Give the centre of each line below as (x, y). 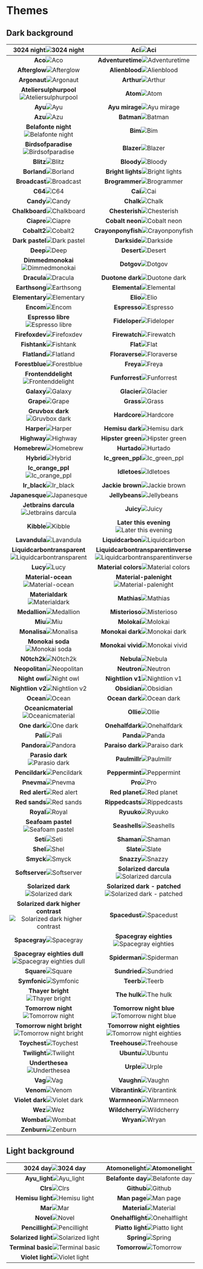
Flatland (34, 354)
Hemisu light (34, 1198)
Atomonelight (126, 1168)
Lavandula (31, 540)
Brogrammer (123, 181)
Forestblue (31, 364)
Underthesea (49, 1063)
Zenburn (34, 1130)
